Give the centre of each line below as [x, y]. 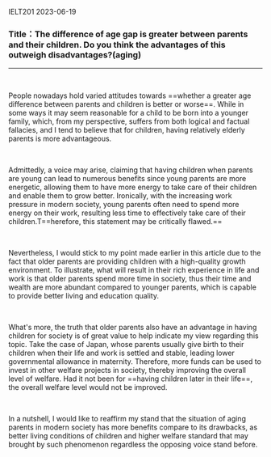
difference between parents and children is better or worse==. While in [126, 104]
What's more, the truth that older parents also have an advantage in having [133, 328]
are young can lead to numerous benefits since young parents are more [127, 179]
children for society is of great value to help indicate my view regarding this [134, 336]
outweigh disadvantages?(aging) [75, 54]
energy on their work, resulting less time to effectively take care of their [127, 213]
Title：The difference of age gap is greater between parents [128, 34]
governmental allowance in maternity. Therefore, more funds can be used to [135, 362]
